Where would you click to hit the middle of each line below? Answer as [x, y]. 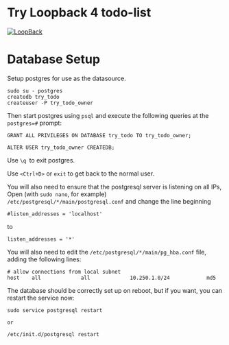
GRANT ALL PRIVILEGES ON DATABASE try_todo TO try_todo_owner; [99, 135]
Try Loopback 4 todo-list [79, 13]
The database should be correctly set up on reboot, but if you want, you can [115, 290]
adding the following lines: [44, 259]
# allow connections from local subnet [64, 272]
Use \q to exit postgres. [41, 160]
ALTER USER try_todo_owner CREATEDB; [61, 147]
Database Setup [54, 59]
